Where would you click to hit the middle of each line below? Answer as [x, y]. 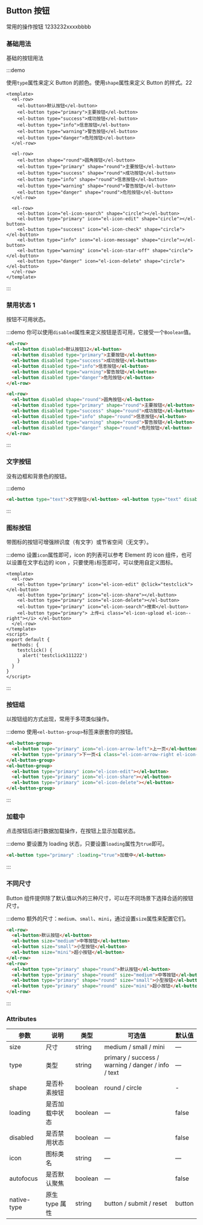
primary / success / [132, 1057]
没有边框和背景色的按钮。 [38, 476]
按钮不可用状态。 [27, 319]
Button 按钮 [28, 11]
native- [20, 1200]
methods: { [25, 645]
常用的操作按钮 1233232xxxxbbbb [49, 27]
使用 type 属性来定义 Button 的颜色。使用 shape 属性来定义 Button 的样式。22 [99, 83]
